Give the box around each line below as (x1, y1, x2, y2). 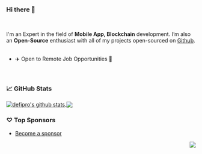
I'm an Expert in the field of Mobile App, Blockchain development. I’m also (6, 31, 191, 38)
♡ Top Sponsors (6, 116, 56, 125)
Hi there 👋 (6, 5, 36, 14)
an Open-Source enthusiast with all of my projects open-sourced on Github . (6, 37, 195, 44)
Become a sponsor (14, 129, 62, 137)
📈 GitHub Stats (6, 84, 52, 93)
